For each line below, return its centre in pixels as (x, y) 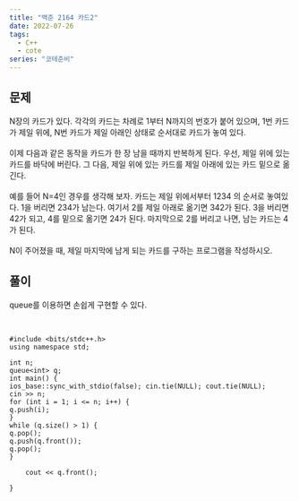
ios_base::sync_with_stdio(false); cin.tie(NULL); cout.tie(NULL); (138, 386)
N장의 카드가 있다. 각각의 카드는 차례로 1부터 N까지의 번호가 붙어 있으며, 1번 (141, 121)
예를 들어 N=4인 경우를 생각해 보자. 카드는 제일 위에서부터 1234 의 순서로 (137, 196)
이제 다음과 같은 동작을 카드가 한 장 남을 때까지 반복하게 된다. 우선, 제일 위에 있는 (150, 152)
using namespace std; (50, 347)
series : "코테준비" (42, 59)
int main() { (34, 378)
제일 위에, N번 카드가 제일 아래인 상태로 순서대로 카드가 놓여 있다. (132, 132)
